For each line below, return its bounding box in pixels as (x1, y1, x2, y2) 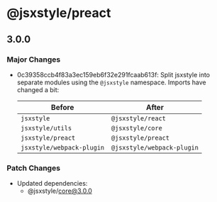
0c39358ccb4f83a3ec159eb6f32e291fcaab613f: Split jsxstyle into (16, 70, 211, 79)
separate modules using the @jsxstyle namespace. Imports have (16, 78, 206, 86)
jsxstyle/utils (20, 124, 72, 132)
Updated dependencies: (16, 179, 88, 188)
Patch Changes (6, 163, 61, 173)
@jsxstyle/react (111, 114, 166, 122)
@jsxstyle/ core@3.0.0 (27, 186, 93, 196)
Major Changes (6, 55, 61, 64)
